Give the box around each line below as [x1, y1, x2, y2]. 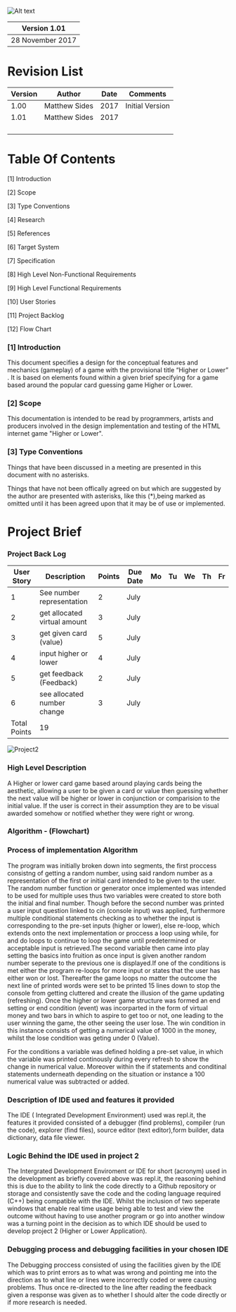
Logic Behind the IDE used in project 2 [7, 1151, 139, 1160]
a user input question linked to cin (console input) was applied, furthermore [7, 906, 225, 914]
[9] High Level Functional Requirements [7, 283, 122, 292]
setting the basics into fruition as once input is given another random [7, 951, 206, 960]
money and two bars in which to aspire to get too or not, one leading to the [7, 1011, 223, 1019]
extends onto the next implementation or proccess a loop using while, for [7, 928, 219, 937]
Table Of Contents [7, 152, 116, 167]
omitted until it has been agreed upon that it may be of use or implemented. [7, 499, 225, 508]
